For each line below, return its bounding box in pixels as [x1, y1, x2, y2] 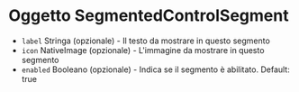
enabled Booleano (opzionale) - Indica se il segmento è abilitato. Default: [21, 64, 290, 75]
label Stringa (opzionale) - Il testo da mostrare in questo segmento [21, 35, 271, 46]
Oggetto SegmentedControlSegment [8, 5, 289, 26]
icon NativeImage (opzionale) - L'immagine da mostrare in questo [21, 44, 265, 55]
